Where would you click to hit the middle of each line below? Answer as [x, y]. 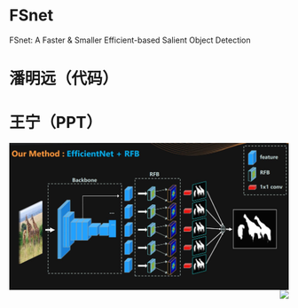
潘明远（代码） [64, 79]
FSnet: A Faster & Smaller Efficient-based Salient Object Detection [130, 40]
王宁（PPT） [55, 123]
